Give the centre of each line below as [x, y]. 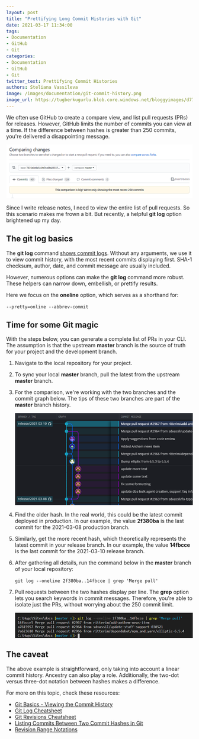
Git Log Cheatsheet [38, 711]
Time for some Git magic [52, 325]
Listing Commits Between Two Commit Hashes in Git [79, 723]
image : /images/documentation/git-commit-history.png [74, 94]
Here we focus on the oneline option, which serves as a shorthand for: [92, 295]
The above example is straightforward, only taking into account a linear [93, 669]
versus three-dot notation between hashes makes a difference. [83, 681]
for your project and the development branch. [62, 351]
